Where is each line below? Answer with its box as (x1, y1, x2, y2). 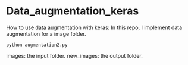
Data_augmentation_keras (6, 4, 139, 18)
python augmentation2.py (6, 42, 68, 48)
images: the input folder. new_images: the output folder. (6, 52, 143, 59)
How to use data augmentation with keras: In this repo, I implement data (6, 24, 183, 31)
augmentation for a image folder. (6, 30, 86, 37)
